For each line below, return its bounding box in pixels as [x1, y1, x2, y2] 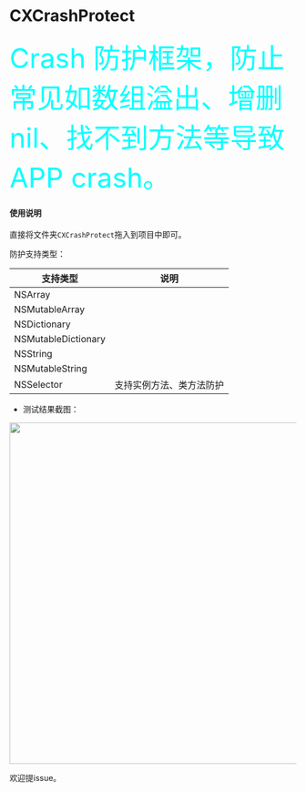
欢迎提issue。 [9, 773, 62, 784]
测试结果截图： [22, 404, 79, 415]
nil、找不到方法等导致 [9, 120, 285, 155]
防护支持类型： [9, 249, 66, 259]
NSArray [14, 289, 51, 301]
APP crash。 [9, 160, 171, 195]
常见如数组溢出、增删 [9, 80, 284, 115]
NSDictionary [14, 318, 71, 330]
